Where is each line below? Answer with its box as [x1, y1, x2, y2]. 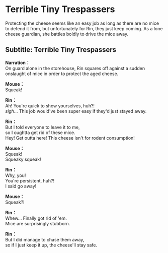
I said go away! [5, 183, 37, 189]
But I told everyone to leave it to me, [5, 124, 80, 130]
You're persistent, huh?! [5, 177, 55, 183]
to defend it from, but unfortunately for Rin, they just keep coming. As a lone [5, 25, 163, 31]
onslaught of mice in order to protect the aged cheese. [5, 71, 119, 77]
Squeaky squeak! [5, 156, 41, 162]
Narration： [5, 59, 30, 66]
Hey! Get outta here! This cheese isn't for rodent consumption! [5, 135, 135, 141]
